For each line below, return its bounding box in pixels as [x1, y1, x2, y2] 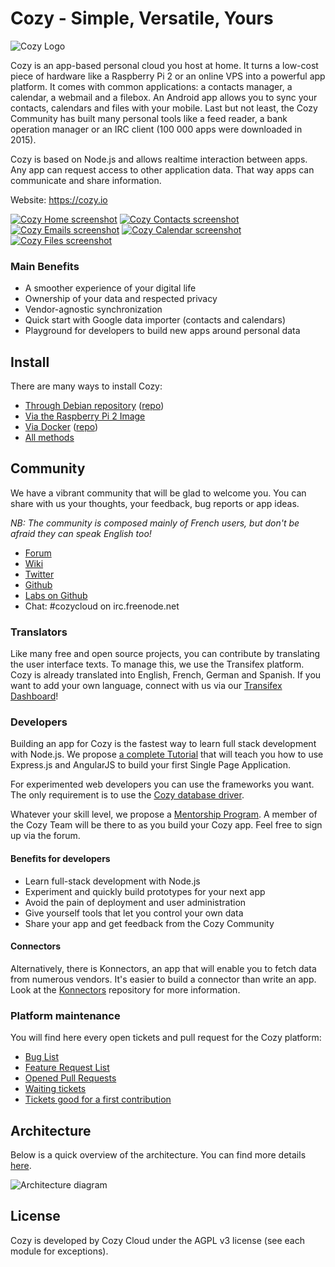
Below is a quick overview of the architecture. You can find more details [10, 1148, 307, 1161]
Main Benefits [10, 259, 80, 273]
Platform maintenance [10, 1008, 121, 1022]
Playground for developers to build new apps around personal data [24, 325, 301, 337]
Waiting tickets [24, 1083, 87, 1095]
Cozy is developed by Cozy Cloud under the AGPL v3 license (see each [10, 1234, 305, 1246]
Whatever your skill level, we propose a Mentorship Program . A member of [10, 808, 318, 821]
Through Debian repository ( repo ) [24, 400, 165, 412]
